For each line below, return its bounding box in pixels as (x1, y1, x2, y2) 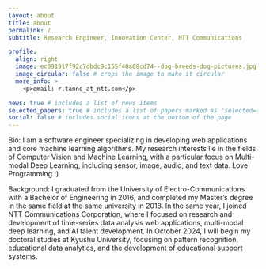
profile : (8, 48, 37, 56)
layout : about (8, 11, 55, 20)
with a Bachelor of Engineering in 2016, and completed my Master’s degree (8, 193, 253, 203)
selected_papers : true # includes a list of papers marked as (8, 106, 218, 115)
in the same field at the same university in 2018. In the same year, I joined (8, 201, 247, 210)
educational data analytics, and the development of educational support (8, 243, 243, 253)
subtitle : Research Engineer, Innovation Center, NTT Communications (8, 33, 243, 42)
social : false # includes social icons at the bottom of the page (8, 114, 232, 122)
